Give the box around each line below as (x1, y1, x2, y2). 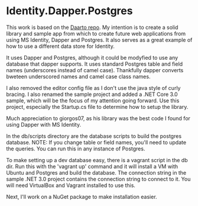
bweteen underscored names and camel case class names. (6, 73, 151, 80)
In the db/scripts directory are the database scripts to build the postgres (6, 132, 182, 140)
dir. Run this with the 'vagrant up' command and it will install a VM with (6, 163, 178, 170)
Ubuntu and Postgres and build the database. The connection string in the (6, 169, 187, 176)
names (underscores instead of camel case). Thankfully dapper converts (6, 66, 184, 73)
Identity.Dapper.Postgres (6, 4, 133, 18)
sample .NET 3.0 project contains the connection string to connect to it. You (6, 175, 191, 182)
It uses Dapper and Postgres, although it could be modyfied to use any (6, 54, 178, 61)
